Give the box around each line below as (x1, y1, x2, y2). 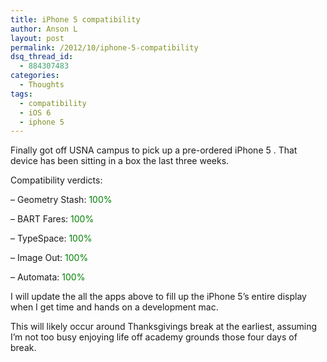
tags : (10, 89, 33, 99)
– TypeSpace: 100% (10, 232, 93, 245)
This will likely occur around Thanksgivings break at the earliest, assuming (10, 321, 318, 333)
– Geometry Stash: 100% (10, 194, 113, 206)
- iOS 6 (19, 107, 52, 118)
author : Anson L (10, 24, 78, 34)
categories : (10, 71, 60, 81)
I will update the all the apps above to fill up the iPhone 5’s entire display (10, 291, 307, 303)
